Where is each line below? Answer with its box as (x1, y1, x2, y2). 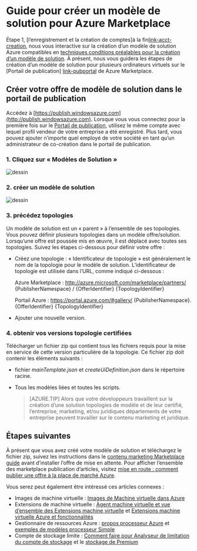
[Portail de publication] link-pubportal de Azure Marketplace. (6, 67, 153, 74)
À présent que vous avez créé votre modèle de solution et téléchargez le (6, 446, 182, 454)
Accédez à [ (6, 109, 35, 116)
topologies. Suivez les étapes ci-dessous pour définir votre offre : (6, 243, 165, 251)
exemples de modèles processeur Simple (14, 526, 115, 533)
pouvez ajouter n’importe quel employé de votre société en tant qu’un (6, 134, 175, 141)
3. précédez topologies (6, 211, 74, 220)
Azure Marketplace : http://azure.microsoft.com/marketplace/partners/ (14, 278, 186, 286)
